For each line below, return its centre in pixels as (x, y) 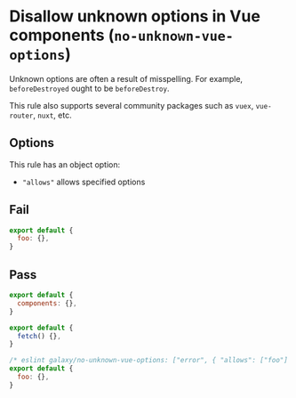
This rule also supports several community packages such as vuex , (132, 105)
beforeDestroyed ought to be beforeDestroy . (89, 88)
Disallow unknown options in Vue (135, 16)
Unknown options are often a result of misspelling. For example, (126, 78)
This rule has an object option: (65, 164)
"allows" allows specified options (84, 182)
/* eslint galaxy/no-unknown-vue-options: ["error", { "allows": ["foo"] (149, 361)
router (21, 116)
